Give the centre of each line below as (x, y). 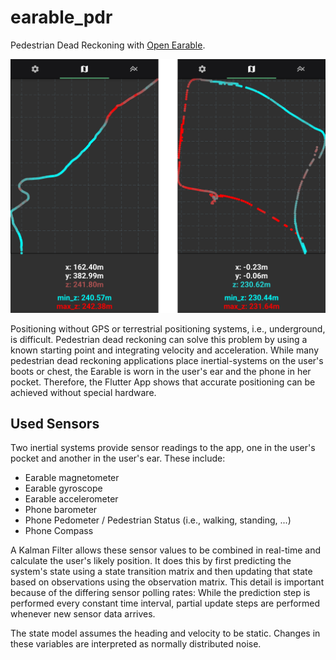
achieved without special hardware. (83, 392)
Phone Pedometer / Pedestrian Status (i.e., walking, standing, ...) (158, 520)
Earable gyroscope (63, 488)
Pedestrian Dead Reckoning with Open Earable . (108, 45)
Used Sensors (55, 423)
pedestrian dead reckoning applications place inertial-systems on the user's (167, 360)
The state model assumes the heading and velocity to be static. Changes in (165, 633)
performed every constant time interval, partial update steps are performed (165, 603)
